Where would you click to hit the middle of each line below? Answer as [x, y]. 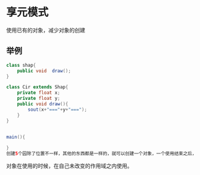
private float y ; [39, 99]
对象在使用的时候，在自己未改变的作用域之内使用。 [69, 166]
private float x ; [39, 93]
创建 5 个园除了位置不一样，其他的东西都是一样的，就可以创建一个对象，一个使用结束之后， [102, 154]
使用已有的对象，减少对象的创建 [46, 30]
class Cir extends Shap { [37, 87]
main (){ [16, 137]
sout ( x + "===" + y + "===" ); [57, 109]
